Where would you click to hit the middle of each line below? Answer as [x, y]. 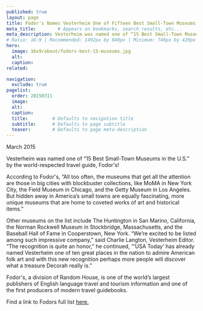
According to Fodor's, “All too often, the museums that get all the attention [98, 177]
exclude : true [29, 85]
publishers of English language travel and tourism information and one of [97, 284]
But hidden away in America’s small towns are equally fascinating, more [95, 196]
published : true [27, 12]
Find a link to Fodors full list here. [47, 302]
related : [17, 68]
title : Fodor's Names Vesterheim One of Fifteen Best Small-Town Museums [101, 23]
